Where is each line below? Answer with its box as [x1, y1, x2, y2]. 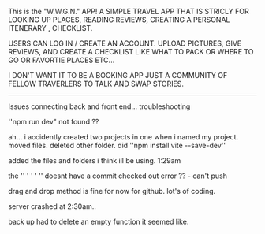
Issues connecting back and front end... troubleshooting [8, 102, 191, 111]
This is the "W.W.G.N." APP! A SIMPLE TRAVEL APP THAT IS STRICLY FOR [8, 7, 250, 16]
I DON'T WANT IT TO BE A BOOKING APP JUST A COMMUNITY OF [8, 71, 228, 80]
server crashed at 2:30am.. [8, 202, 97, 211]
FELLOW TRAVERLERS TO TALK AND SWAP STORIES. [8, 79, 184, 88]
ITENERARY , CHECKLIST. [8, 24, 93, 32]
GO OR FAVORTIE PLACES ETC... [8, 55, 115, 65]
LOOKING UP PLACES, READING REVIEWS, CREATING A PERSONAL [8, 15, 230, 24]
